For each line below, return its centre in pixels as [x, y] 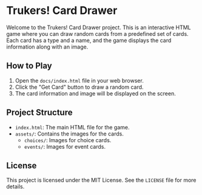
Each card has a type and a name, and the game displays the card [89, 40]
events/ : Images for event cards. [65, 146]
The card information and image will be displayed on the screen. [95, 93]
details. [15, 186]
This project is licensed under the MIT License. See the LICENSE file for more [101, 180]
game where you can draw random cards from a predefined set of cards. [98, 33]
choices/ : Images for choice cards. [68, 140]
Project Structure [39, 113]
